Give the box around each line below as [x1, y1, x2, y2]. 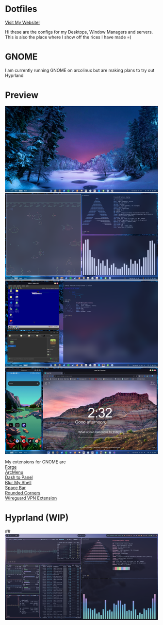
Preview [5, 90, 39, 101]
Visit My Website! [5, 19, 40, 25]
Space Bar [5, 485, 26, 491]
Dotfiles [5, 3, 37, 15]
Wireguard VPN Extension [5, 495, 57, 501]
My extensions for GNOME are [5, 459, 66, 465]
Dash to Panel [5, 474, 33, 480]
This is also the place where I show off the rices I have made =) [5, 34, 132, 40]
